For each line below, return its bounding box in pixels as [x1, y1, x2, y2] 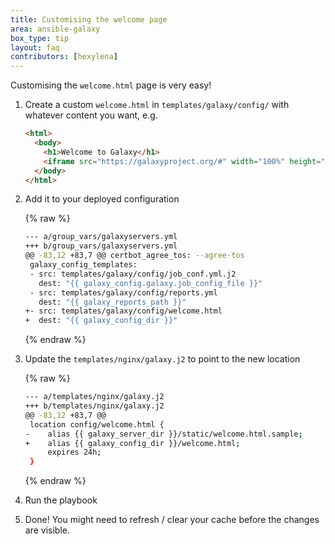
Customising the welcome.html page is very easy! [10, 79, 212, 91]
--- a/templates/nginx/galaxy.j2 [24, 392, 165, 402]
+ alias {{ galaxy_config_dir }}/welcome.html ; [24, 438, 241, 448]
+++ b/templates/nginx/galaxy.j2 [24, 401, 165, 411]
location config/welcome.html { [29, 419, 165, 430]
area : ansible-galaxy [10, 24, 101, 34]
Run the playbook [24, 494, 98, 506]
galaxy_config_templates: [29, 260, 138, 270]
